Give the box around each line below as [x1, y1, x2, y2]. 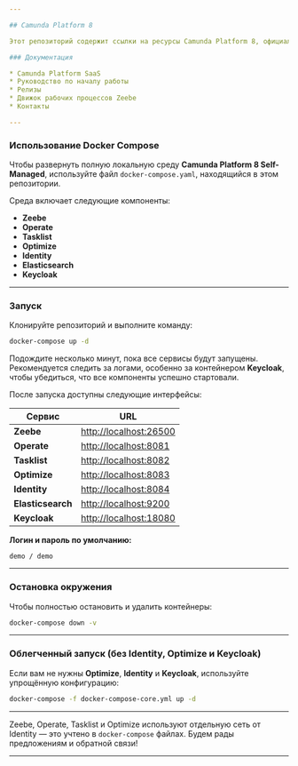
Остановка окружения [9, 581, 113, 594]
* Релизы [9, 85, 42, 94]
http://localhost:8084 [81, 483, 170, 496]
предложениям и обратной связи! [9, 738, 138, 748]
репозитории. [9, 179, 61, 189]
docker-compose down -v [9, 618, 98, 627]
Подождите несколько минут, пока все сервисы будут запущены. [9, 353, 259, 364]
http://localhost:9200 [81, 498, 170, 510]
